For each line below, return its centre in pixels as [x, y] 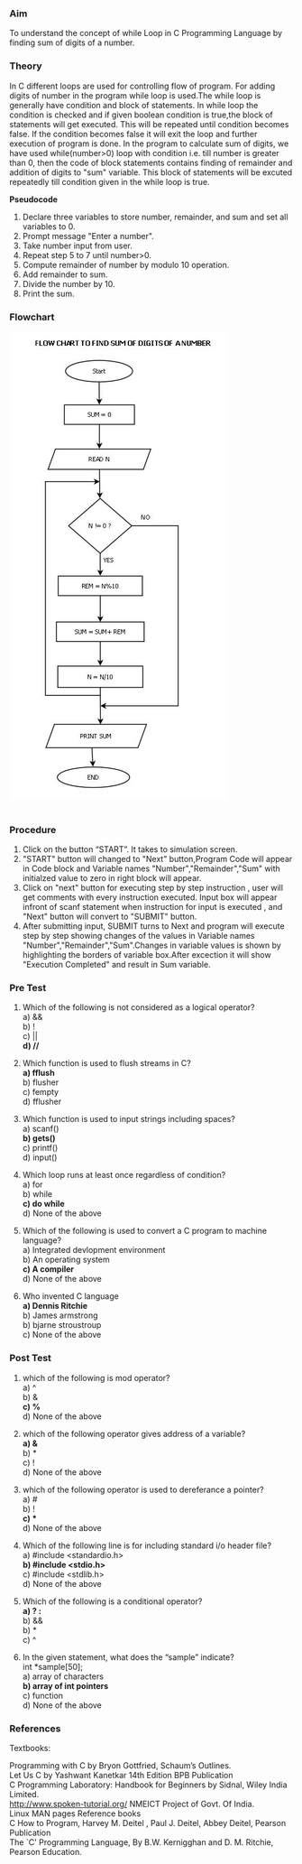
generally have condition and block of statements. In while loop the [134, 105]
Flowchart [32, 317]
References [35, 1729]
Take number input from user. [77, 246]
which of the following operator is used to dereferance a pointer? [143, 1489]
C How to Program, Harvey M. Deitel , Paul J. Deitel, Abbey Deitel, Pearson [148, 1823]
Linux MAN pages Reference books [75, 1813]
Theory [26, 66]
